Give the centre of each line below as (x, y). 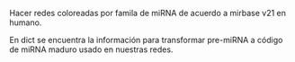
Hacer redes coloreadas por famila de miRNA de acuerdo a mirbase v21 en (147, 13)
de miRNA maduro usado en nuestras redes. (91, 49)
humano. (26, 22)
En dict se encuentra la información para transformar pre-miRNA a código (146, 40)
